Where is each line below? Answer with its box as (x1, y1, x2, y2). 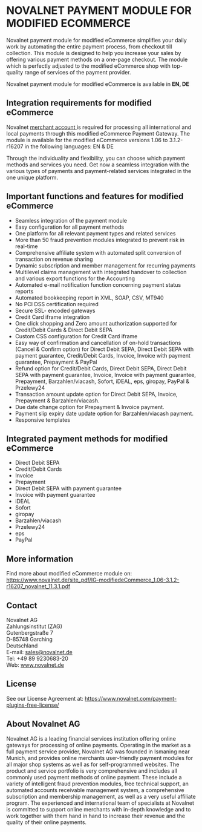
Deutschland (6, 642, 38, 649)
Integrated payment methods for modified (6, 433, 168, 444)
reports (15, 287, 34, 295)
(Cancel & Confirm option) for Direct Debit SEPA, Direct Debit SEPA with (15, 346, 194, 353)
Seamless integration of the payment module (15, 217, 128, 224)
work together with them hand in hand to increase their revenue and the (6, 812, 186, 819)
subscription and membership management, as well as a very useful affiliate (6, 793, 196, 800)
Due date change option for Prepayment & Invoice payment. (15, 403, 165, 410)
